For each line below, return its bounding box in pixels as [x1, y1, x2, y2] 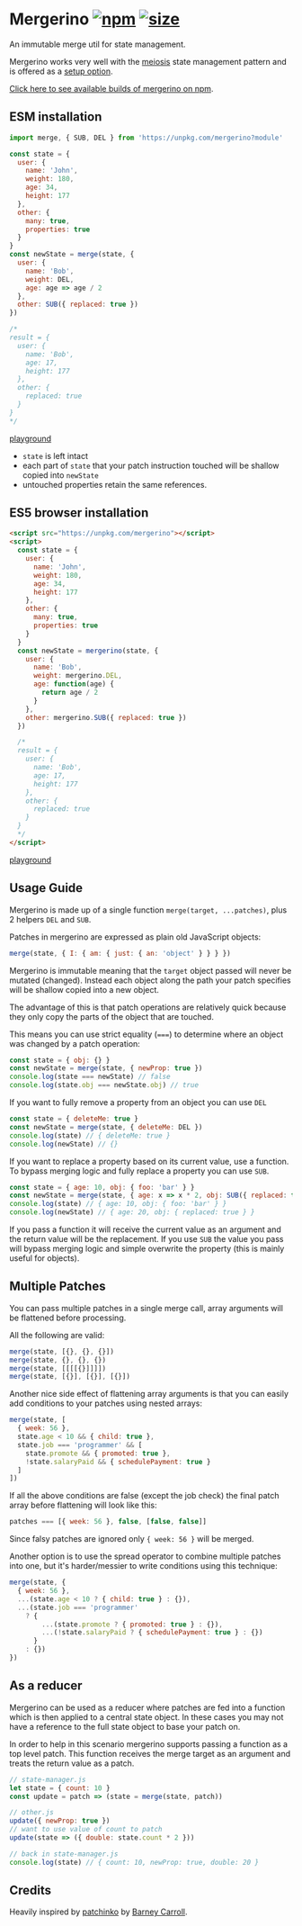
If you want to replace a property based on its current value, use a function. [9, 1156, 289, 1166]
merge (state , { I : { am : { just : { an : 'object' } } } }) [9, 949, 231, 958]
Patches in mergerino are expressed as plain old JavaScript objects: [9, 931, 262, 942]
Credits [9, 1883, 52, 1898]
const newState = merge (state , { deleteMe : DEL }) [9, 1122, 203, 1131]
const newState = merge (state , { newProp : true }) [9, 1064, 203, 1073]
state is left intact [22, 450, 88, 461]
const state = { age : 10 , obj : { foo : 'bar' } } [9, 1183, 195, 1192]
